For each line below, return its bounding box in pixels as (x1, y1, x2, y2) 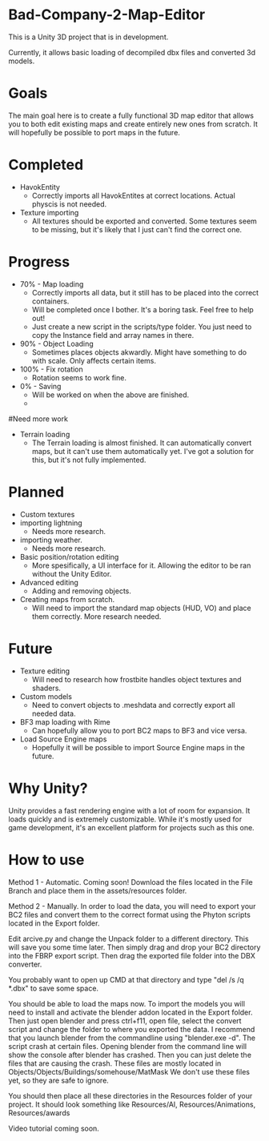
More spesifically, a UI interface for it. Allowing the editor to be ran (31, 560, 251, 570)
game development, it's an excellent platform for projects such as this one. (8, 822, 255, 832)
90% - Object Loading (19, 339, 94, 348)
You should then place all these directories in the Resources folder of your (8, 1091, 253, 1100)
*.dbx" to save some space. (8, 983, 98, 993)
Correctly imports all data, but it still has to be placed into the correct (31, 287, 259, 297)
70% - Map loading (19, 279, 84, 289)
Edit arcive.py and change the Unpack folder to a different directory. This (8, 934, 250, 943)
